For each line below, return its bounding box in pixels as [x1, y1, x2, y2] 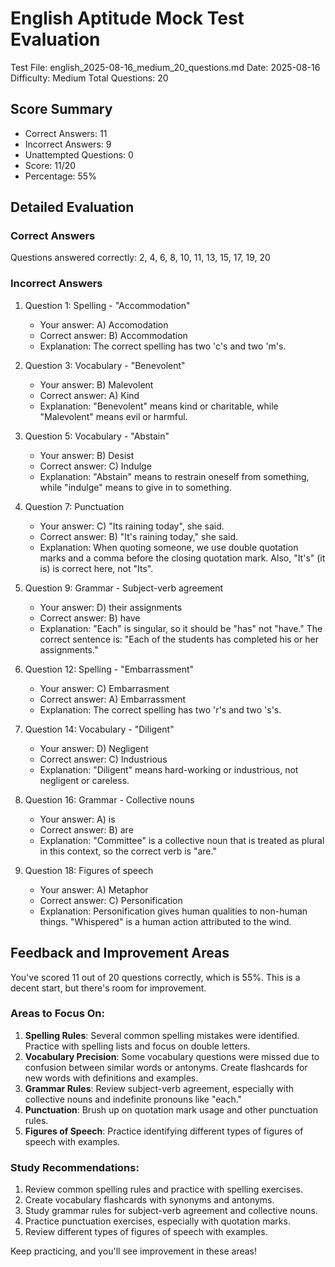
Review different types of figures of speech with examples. [24, 1226, 268, 1238]
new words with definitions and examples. [24, 1072, 199, 1084]
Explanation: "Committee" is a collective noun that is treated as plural [39, 834, 325, 846]
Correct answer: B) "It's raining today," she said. [39, 530, 239, 542]
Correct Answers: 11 [24, 127, 108, 139]
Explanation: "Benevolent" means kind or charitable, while [39, 400, 279, 412]
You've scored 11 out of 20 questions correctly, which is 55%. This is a [10, 971, 301, 983]
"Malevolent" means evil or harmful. [39, 410, 188, 422]
